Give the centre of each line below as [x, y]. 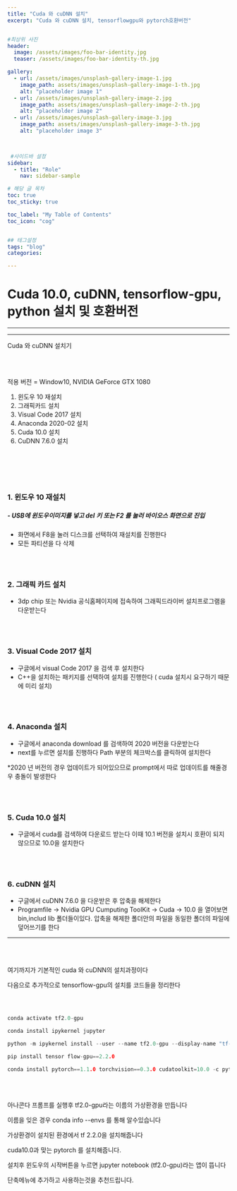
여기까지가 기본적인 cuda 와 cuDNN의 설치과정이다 [78, 970]
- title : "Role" [37, 169]
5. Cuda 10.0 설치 [37, 818]
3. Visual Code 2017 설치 [49, 652]
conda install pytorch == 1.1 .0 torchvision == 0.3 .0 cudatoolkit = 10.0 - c [113, 1069]
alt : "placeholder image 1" [61, 91]
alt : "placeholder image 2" [61, 111]
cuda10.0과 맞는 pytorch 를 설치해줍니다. [64, 1150]
